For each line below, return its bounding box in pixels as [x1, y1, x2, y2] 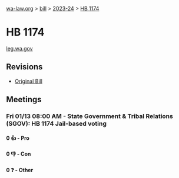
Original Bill [14, 78, 43, 85]
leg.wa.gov [6, 45, 34, 52]
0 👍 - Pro [6, 135, 29, 142]
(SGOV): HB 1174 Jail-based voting [6, 120, 107, 128]
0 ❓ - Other [6, 166, 34, 173]
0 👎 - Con [6, 150, 31, 157]
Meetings [6, 95, 42, 105]
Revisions [6, 62, 43, 72]
